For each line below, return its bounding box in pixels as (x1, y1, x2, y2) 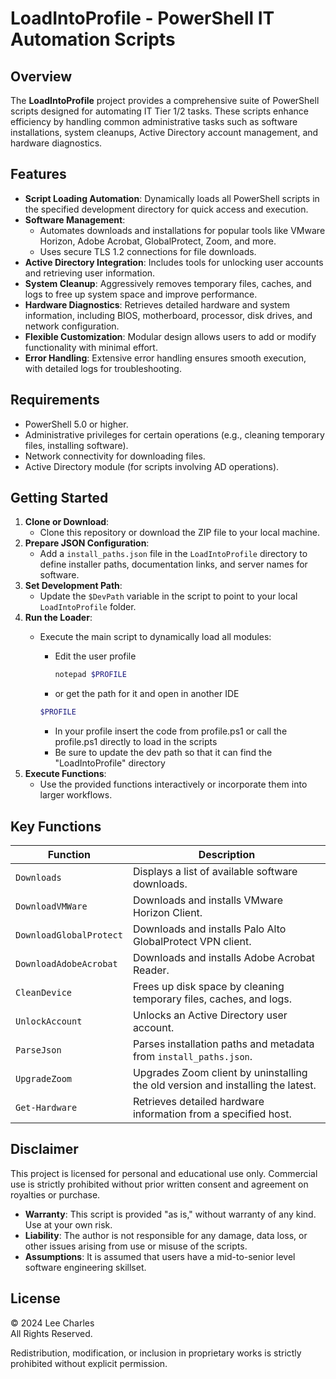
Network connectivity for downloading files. (24, 450, 206, 462)
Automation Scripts (10, 28, 176, 51)
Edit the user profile (54, 650, 137, 662)
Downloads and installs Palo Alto (132, 922, 287, 936)
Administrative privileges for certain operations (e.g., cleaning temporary (24, 428, 325, 441)
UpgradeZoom (15, 1073, 73, 1084)
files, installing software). (24, 439, 129, 451)
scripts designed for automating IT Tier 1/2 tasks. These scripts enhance (10, 105, 310, 117)
